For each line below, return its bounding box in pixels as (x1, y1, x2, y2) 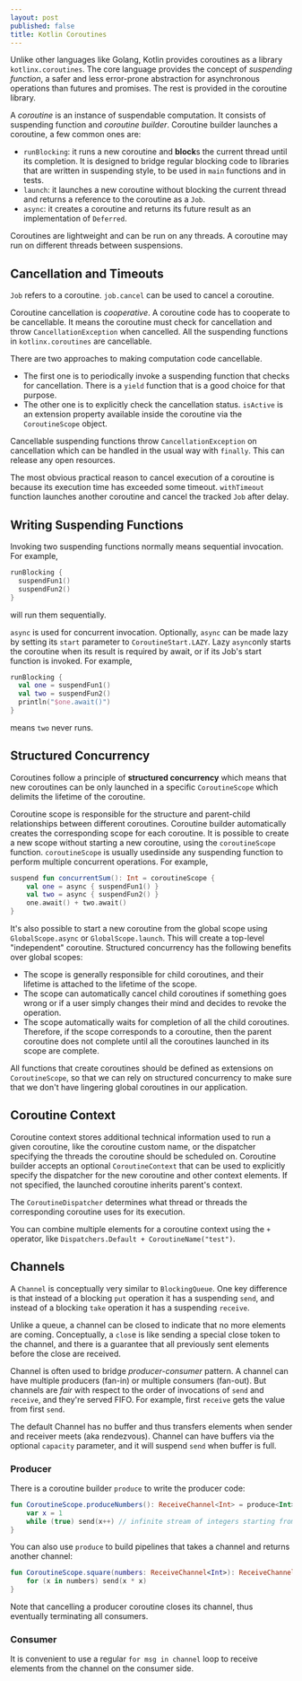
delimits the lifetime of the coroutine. (10, 791, 146, 801)
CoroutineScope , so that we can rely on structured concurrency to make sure (10, 1073, 292, 1083)
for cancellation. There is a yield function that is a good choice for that (22, 381, 286, 391)
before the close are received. (10, 1348, 122, 1359)
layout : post (10, 13, 59, 22)
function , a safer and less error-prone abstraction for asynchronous (10, 74, 261, 84)
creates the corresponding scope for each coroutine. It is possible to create (10, 827, 289, 838)
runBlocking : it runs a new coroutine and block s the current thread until (22, 146, 288, 157)
